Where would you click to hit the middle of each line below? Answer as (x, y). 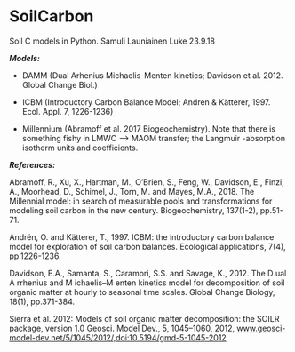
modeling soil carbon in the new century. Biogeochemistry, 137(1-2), (134, 210)
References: (32, 164)
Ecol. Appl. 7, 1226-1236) (68, 111)
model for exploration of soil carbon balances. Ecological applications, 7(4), (147, 246)
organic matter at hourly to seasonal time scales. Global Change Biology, (142, 292)
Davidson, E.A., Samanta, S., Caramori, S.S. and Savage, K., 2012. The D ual (148, 273)
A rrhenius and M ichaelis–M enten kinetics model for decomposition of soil (147, 283)
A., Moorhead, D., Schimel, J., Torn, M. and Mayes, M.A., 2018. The (132, 191)
